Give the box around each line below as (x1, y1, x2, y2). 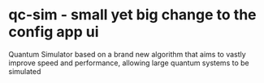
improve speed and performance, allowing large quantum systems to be (8, 58, 249, 68)
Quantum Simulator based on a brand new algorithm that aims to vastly (8, 49, 246, 59)
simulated (8, 66, 41, 76)
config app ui (8, 23, 99, 41)
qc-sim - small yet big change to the (8, 6, 257, 24)
